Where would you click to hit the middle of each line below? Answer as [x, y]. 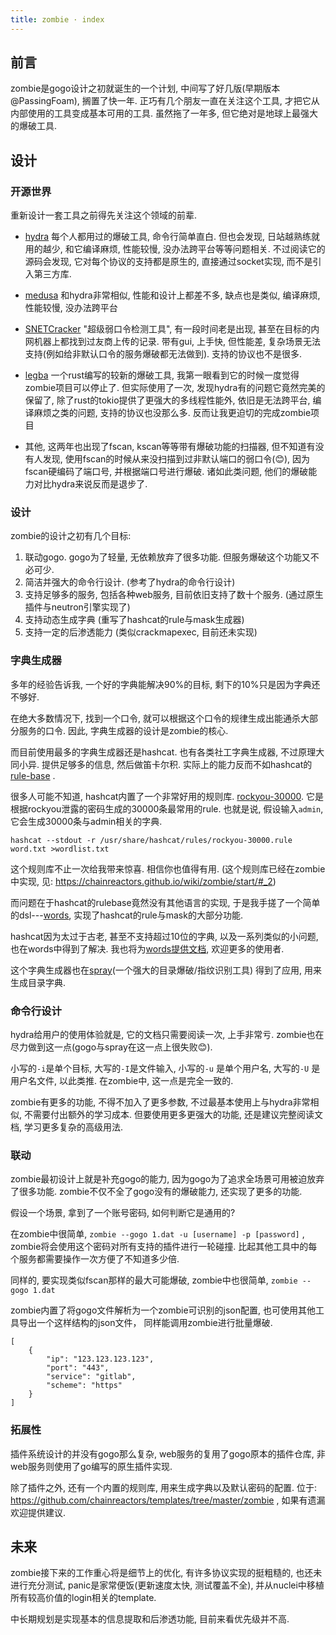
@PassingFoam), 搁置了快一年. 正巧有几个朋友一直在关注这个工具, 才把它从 [165, 101]
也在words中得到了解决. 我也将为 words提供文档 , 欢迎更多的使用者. [147, 948]
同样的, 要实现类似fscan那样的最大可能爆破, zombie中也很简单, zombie [154, 1280]
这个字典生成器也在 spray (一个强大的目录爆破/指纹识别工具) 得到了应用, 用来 [166, 970]
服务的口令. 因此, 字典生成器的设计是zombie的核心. [123, 730]
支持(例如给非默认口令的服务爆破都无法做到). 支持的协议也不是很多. [163, 354]
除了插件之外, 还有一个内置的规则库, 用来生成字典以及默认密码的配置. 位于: [163, 1487]
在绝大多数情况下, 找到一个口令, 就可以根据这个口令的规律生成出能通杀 [155, 718]
